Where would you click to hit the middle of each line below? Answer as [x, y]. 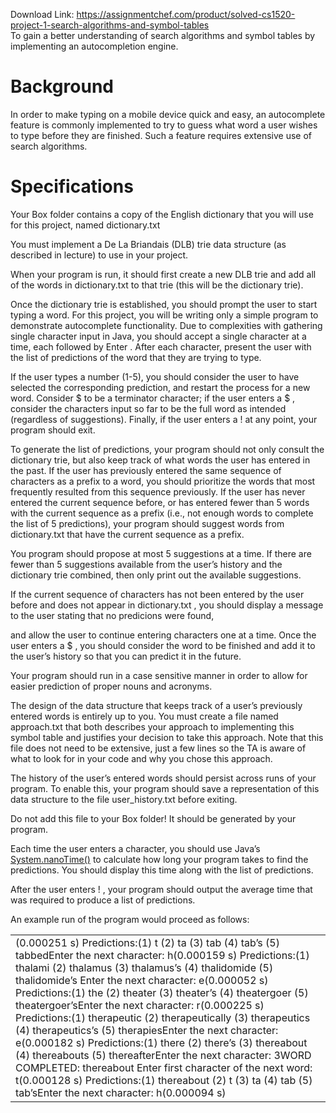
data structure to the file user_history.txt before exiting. [124, 799]
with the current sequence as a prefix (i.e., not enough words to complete [162, 513]
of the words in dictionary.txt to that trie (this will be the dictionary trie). [157, 285]
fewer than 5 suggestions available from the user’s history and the [146, 564]
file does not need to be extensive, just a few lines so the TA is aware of [158, 748]
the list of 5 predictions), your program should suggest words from [147, 523]
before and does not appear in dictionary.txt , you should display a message [167, 605]
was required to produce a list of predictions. [103, 900]
